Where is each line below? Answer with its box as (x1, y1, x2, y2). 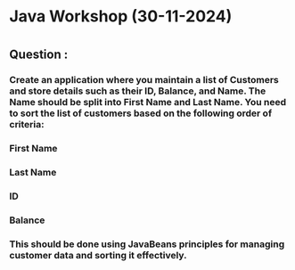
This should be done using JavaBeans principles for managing (9, 238, 285, 250)
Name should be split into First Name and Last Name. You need (9, 96, 287, 109)
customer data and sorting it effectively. (9, 249, 187, 261)
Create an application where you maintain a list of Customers (9, 74, 279, 86)
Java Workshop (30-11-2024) (9, 6, 233, 27)
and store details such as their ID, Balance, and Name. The (9, 85, 266, 97)
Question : (9, 47, 69, 62)
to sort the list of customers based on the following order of (9, 107, 273, 119)
